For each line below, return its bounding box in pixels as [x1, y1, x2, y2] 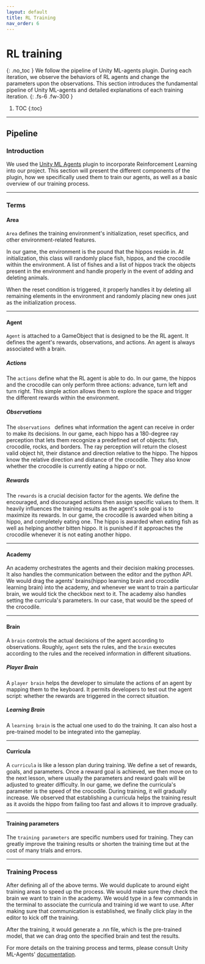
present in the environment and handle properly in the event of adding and [6, 267, 194, 275]
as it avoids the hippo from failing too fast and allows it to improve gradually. [6, 800, 198, 807]
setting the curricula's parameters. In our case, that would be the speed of [6, 597, 193, 604]
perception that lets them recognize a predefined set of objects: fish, [6, 437, 179, 444]
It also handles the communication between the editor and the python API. [6, 571, 193, 578]
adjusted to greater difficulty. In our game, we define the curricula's [6, 780, 176, 788]
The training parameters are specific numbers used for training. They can [6, 833, 194, 841]
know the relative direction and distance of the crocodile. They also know [6, 456, 191, 464]
